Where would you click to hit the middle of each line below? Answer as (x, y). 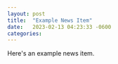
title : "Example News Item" (50, 20)
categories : (25, 33)
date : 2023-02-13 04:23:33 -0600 (59, 27)
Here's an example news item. (51, 53)
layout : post (26, 14)
